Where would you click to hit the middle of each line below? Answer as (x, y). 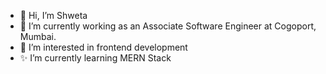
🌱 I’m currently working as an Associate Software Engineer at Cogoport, (168, 26)
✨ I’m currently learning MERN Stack (95, 58)
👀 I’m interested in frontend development (103, 47)
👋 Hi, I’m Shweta (53, 15)
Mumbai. (38, 36)
